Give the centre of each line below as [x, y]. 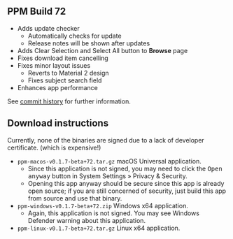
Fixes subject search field [65, 80]
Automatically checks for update [75, 36]
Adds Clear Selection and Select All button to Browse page [103, 50]
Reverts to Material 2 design [69, 73]
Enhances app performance [57, 87]
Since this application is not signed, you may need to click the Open [125, 168]
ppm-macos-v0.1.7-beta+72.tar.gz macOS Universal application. [109, 161]
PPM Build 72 [37, 12]
